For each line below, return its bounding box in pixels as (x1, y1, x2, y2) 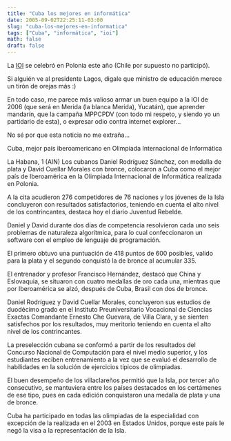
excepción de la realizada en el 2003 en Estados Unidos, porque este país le (7, 419, 225, 427)
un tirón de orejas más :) (7, 82, 77, 90)
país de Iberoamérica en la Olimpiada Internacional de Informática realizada (7, 172, 222, 180)
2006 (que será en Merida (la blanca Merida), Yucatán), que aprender (7, 103, 205, 111)
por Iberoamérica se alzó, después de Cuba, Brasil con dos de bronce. (7, 285, 208, 292)
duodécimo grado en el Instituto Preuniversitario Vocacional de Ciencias (7, 306, 212, 313)
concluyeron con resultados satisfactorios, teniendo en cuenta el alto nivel (7, 200, 219, 208)
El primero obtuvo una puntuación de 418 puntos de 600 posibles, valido (7, 250, 214, 257)
